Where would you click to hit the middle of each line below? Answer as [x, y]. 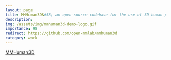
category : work [21, 38]
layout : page [19, 10]
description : [19, 19]
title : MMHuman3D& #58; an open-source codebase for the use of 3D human [84, 15]
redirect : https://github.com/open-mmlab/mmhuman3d [61, 33]
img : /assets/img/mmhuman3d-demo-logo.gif [51, 24]
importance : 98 [21, 29]
